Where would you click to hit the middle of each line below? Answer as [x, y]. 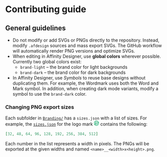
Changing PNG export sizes [40, 107]
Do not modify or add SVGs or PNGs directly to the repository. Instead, [86, 40]
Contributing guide [46, 9]
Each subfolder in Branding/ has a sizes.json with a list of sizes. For [76, 118]
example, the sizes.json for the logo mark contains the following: [76, 124]
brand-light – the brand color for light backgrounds [74, 67]
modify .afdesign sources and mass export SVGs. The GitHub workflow [87, 46]
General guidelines [36, 28]
